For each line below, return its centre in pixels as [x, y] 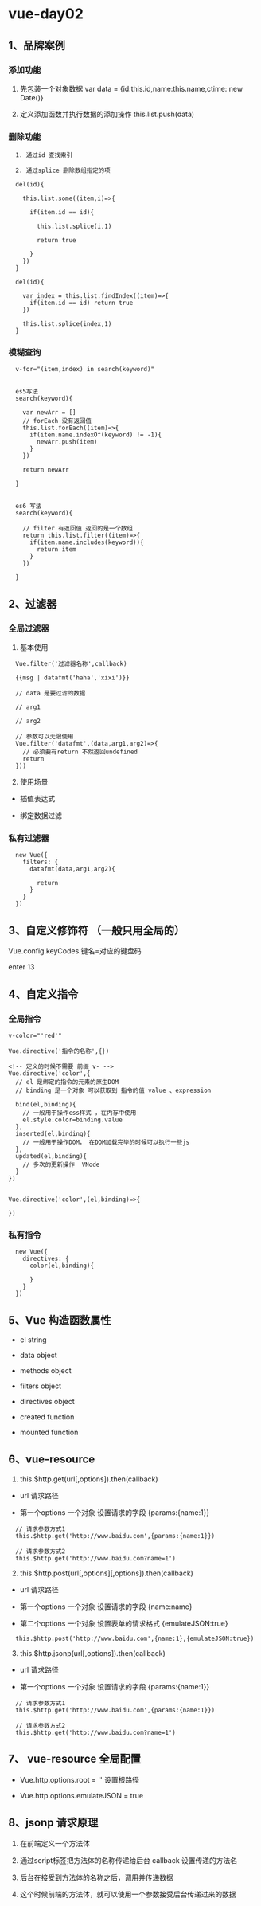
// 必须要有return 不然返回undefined [80, 752]
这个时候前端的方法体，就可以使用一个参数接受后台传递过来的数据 [128, 1894]
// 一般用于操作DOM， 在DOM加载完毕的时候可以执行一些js [106, 1142]
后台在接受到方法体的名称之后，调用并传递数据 [96, 1877]
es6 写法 [29, 507]
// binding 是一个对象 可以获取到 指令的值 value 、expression [113, 1090]
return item [57, 550]
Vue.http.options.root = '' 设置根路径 [79, 1779]
